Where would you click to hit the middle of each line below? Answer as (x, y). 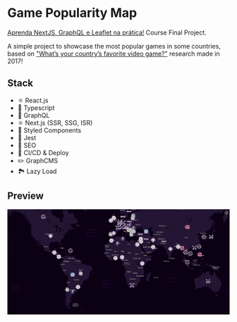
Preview (26, 196)
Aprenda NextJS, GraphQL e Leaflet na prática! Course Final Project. (107, 32)
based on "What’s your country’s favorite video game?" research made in (114, 54)
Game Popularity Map (72, 13)
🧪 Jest (27, 137)
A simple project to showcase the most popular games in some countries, (114, 46)
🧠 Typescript (36, 108)
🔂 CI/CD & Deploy (43, 152)
